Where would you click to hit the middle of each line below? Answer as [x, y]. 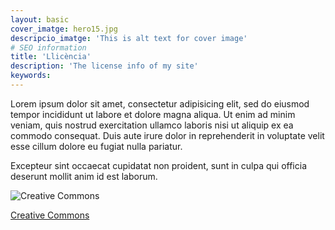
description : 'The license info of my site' [104, 66]
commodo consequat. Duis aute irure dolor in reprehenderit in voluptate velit [167, 135]
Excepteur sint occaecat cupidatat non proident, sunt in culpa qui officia [158, 165]
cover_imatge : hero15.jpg [64, 29]
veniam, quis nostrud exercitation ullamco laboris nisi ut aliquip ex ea [152, 125]
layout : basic [40, 19]
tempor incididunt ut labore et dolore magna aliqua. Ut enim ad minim [153, 114]
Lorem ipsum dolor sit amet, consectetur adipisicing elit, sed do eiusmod [160, 103]
